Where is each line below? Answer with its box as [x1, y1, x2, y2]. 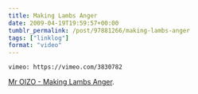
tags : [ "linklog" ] [8, 33, 69, 42]
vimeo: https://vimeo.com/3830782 [8, 63, 123, 72]
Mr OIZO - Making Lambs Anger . [8, 77, 115, 87]
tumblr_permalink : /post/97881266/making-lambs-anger [8, 26, 191, 34]
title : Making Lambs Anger [8, 11, 98, 20]
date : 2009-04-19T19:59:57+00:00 [8, 19, 119, 27]
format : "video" [8, 41, 62, 49]
